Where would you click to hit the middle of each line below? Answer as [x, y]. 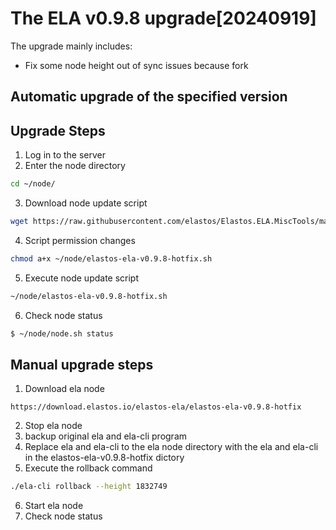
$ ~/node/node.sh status [62, 333]
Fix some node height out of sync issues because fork [136, 65]
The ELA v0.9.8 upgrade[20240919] [163, 18]
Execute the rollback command [88, 468]
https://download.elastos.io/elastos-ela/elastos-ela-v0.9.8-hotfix [156, 407]
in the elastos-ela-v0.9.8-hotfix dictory [104, 458]
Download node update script [86, 203]
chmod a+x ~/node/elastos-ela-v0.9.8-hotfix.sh [111, 258]
